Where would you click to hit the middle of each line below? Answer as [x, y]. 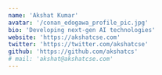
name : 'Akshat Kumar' [43, 15]
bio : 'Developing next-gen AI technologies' [82, 30]
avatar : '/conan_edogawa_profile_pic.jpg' [78, 23]
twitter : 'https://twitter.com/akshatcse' [78, 45]
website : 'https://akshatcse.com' [65, 37]
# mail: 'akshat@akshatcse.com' [61, 59]
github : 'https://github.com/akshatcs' [73, 52]
